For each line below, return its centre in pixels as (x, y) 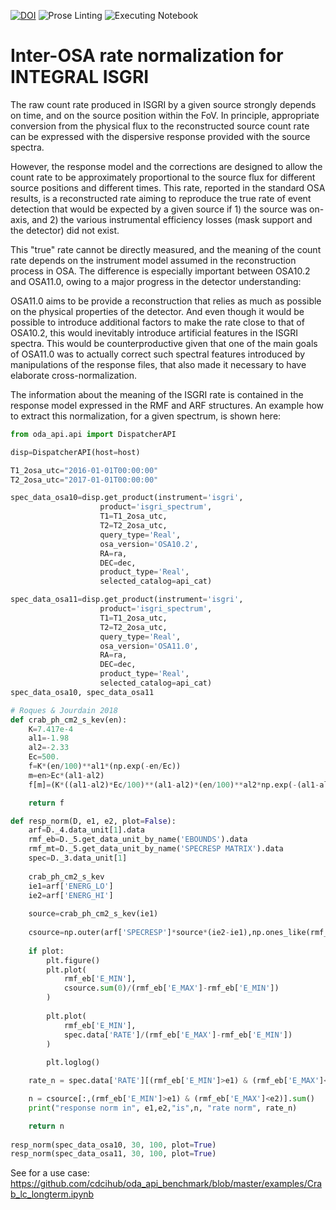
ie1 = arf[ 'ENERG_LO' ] (71, 886)
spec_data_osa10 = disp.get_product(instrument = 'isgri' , (127, 498)
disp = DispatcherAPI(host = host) (75, 452)
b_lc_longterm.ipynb (52, 1194)
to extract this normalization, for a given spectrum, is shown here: (146, 416)
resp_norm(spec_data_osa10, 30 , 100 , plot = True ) (113, 1145)
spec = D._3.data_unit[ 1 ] (78, 858)
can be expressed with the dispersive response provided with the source (160, 136)
